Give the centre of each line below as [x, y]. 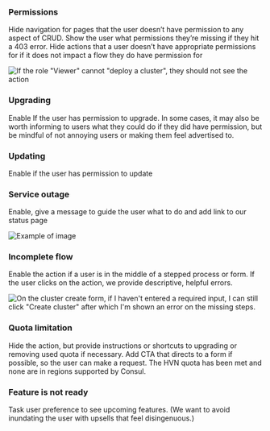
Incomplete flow [41, 257]
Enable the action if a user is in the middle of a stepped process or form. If [132, 274]
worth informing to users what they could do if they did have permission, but [135, 126]
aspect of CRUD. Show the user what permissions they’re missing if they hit [134, 38]
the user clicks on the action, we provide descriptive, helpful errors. [120, 283]
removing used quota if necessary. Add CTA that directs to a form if [120, 354]
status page [28, 221]
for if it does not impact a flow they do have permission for [106, 56]
